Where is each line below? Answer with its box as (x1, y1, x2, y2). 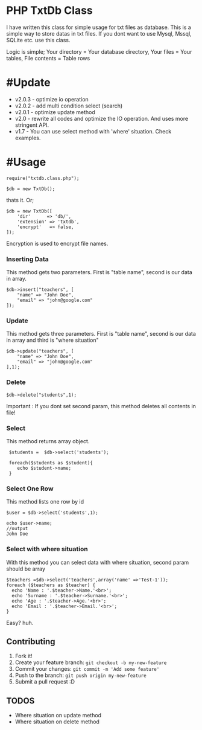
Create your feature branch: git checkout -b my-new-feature (14, 659, 167, 666)
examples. (14, 134, 41, 141)
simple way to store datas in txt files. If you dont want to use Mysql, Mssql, (6, 30, 192, 37)
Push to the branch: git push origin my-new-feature (14, 671, 147, 679)
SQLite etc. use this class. (6, 36, 71, 43)
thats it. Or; (6, 196, 34, 203)
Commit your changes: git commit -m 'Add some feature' (14, 665, 160, 673)
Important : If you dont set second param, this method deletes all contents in (6, 402, 196, 409)
